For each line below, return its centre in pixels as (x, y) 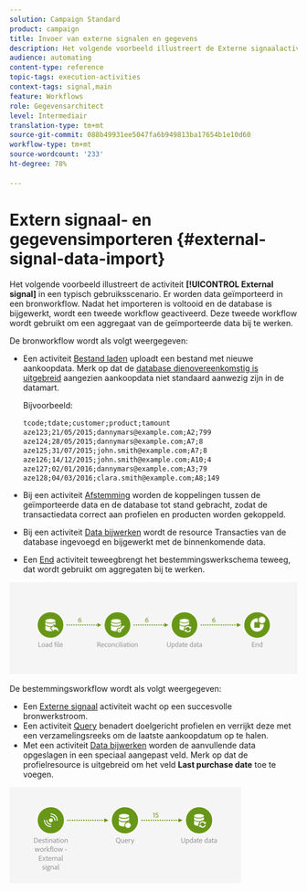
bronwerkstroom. (55, 717)
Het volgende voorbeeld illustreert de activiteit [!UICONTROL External (142, 284)
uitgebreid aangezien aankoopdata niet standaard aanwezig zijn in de (153, 377)
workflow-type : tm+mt (51, 145)
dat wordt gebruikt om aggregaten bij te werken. (114, 569)
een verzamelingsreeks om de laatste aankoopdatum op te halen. (146, 736)
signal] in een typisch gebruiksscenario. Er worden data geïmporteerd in (146, 293)
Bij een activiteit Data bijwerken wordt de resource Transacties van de (154, 532)
